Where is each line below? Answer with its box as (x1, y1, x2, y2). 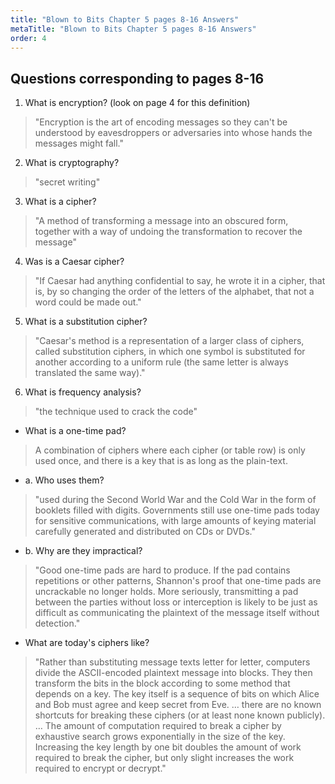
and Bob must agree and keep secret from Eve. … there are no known (34, 699, 322, 711)
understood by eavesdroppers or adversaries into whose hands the (34, 127, 313, 139)
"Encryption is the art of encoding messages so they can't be (34, 116, 288, 128)
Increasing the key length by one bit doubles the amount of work (34, 741, 302, 753)
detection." (34, 617, 81, 630)
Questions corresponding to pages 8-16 (10, 70, 265, 87)
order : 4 (10, 33, 47, 43)
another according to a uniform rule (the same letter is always (34, 356, 289, 368)
